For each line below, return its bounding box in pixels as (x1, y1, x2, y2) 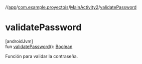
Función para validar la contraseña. (5, 53, 78, 59)
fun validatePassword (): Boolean (5, 43, 73, 49)
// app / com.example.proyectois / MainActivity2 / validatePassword (5, 4, 137, 10)
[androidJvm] (5, 38, 34, 44)
